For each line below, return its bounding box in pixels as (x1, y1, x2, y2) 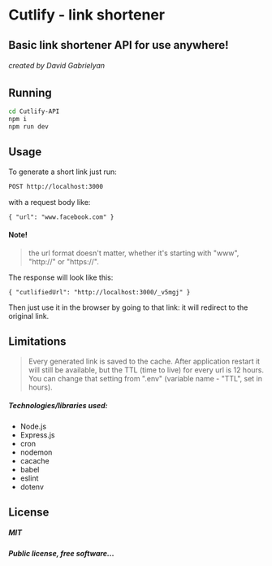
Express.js (19, 429, 55, 440)
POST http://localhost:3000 (8, 182, 104, 190)
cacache (19, 455, 50, 465)
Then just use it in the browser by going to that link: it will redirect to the (8, 303, 248, 312)
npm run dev (8, 122, 49, 131)
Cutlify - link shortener (8, 6, 165, 24)
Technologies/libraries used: (8, 401, 108, 411)
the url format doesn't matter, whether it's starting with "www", (28, 248, 240, 258)
